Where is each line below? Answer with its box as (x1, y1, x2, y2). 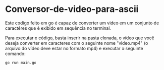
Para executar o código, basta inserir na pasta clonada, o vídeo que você (5, 35, 155, 41)
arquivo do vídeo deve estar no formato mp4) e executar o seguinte (5, 45, 144, 51)
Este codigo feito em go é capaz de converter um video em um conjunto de (5, 20, 160, 26)
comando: (5, 51, 26, 57)
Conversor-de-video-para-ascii (5, 3, 139, 15)
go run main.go (5, 60, 37, 65)
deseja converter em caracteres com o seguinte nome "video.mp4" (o (5, 40, 148, 46)
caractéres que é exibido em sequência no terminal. (5, 25, 111, 31)
